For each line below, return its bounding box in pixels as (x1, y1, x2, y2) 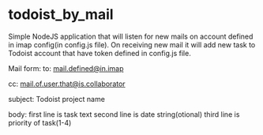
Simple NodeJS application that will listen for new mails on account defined (8, 32, 254, 41)
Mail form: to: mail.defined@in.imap (8, 63, 124, 73)
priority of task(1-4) (8, 118, 72, 127)
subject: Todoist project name (8, 94, 105, 103)
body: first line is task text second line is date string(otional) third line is (8, 109, 240, 119)
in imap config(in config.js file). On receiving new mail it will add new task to (8, 39, 256, 49)
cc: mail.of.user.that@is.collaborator (8, 79, 126, 88)
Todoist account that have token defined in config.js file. (8, 48, 191, 58)
